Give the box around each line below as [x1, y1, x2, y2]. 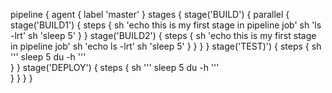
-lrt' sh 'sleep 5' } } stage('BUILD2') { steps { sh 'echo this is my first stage [10, 30, 317, 41]
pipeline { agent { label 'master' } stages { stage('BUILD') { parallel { [10, 9, 290, 20]
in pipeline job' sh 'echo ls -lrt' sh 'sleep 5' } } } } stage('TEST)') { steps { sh [10, 40, 322, 52]
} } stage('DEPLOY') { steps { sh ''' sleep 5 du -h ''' [10, 62, 220, 73]
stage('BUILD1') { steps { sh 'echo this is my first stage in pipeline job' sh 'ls [10, 19, 322, 31]
